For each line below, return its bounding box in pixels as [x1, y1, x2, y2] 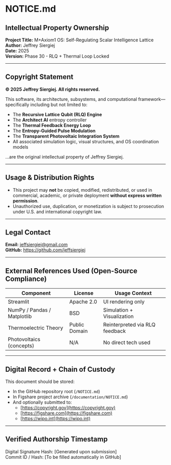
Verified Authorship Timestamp [5, 435, 108, 444]
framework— [138, 96, 166, 102]
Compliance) [5, 274, 47, 283]
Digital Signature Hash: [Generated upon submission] [5, 448, 117, 454]
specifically [5, 101, 30, 108]
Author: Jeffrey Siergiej [5, 42, 55, 48]
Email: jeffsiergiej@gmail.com [5, 242, 68, 248]
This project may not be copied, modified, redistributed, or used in [12, 187, 153, 193]
